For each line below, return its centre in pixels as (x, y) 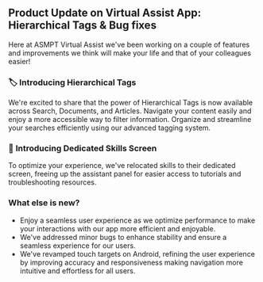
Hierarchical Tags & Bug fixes (83, 26)
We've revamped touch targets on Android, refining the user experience (137, 253)
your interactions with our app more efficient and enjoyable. (118, 228)
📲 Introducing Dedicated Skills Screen (83, 148)
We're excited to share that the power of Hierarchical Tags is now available (131, 103)
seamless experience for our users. (78, 246)
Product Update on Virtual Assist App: (104, 13)
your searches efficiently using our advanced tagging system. (110, 128)
